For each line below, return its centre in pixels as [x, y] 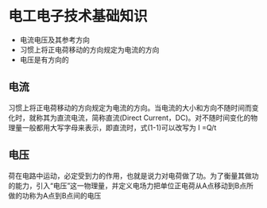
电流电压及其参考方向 [54, 40]
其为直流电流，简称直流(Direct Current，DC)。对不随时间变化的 [147, 117]
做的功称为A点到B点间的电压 [55, 195]
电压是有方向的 [44, 60]
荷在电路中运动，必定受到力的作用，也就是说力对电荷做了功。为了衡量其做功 [133, 175]
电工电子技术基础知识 [78, 16]
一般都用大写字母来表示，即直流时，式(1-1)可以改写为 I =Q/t [119, 127]
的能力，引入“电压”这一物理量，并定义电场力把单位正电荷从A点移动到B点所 [131, 185]
